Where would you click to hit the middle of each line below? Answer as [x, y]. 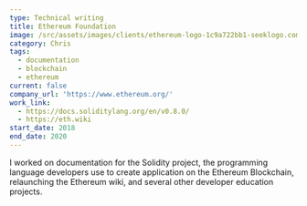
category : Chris [40, 43]
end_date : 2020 [38, 137]
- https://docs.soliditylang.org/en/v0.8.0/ [104, 111]
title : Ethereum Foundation [63, 26]
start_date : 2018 [42, 129]
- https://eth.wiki [55, 119]
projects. [26, 191]
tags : [20, 52]
